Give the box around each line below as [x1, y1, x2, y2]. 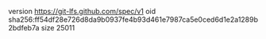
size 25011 [40, 23, 75, 32]
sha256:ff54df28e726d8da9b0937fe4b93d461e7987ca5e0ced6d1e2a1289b [8, 15, 259, 24]
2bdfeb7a [8, 23, 40, 32]
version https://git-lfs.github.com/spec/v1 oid [8, 7, 156, 16]
